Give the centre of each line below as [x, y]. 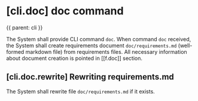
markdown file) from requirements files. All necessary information [106, 51]
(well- [185, 45]
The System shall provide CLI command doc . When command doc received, [99, 39]
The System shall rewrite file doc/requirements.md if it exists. [81, 91]
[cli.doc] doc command [65, 11]
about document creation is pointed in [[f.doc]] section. [74, 58]
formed [15, 51]
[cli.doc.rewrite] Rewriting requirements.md [90, 77]
